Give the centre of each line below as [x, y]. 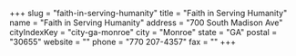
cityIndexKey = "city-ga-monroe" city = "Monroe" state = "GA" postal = [143, 32]
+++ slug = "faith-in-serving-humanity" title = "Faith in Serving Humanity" [148, 13]
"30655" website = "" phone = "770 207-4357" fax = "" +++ [123, 42]
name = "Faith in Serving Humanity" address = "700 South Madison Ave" [146, 23]
